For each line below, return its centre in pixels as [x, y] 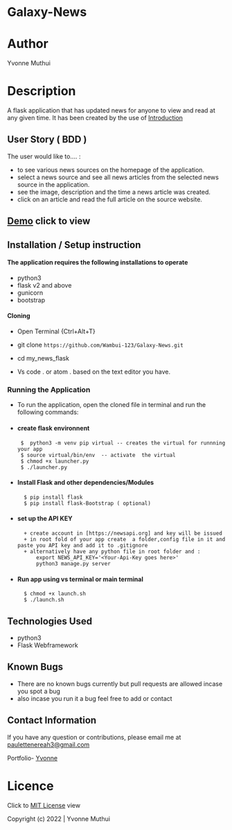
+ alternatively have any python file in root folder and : [112, 551]
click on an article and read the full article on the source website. [110, 199]
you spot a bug [39, 691]
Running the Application [49, 390]
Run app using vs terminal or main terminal [80, 579]
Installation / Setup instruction [74, 245]
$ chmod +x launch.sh [55, 594]
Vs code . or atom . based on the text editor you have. [94, 372]
